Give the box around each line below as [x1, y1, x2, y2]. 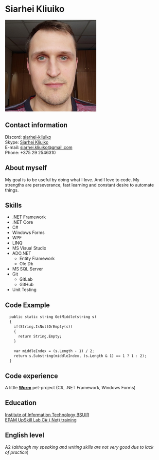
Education [5, 399, 37, 407]
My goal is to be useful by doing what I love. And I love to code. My [5, 177, 140, 183]
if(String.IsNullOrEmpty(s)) [14, 324, 73, 329]
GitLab [19, 276, 33, 282]
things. [5, 187, 19, 193]
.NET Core [12, 219, 33, 225]
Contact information [5, 121, 68, 129]
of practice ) [5, 449, 29, 455]
